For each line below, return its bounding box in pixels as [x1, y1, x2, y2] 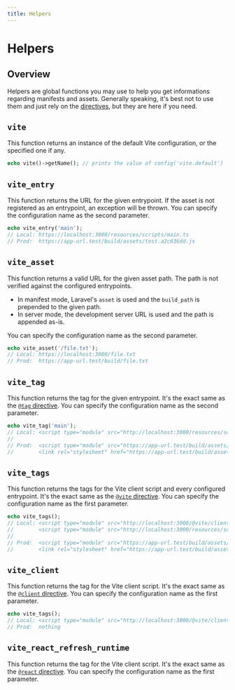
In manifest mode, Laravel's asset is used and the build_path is [17, 295, 200, 304]
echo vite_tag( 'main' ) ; [7, 422, 77, 429]
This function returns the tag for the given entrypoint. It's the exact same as [7, 394, 226, 402]
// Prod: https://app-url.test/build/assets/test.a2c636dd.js [7, 238, 196, 245]
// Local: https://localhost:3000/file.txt [7, 351, 136, 358]
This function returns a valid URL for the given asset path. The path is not [7, 274, 219, 283]
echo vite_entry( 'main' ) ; [7, 225, 83, 232]
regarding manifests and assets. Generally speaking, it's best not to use [7, 94, 214, 102]
